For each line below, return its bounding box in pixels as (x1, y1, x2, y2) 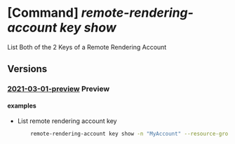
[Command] (7, 5, 79, 21)
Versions (7, 63, 48, 75)
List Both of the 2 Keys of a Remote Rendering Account (7, 43, 167, 51)
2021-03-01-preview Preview (7, 84, 110, 94)
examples (7, 101, 36, 110)
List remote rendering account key (17, 117, 117, 125)
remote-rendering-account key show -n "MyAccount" (30, 131, 182, 138)
